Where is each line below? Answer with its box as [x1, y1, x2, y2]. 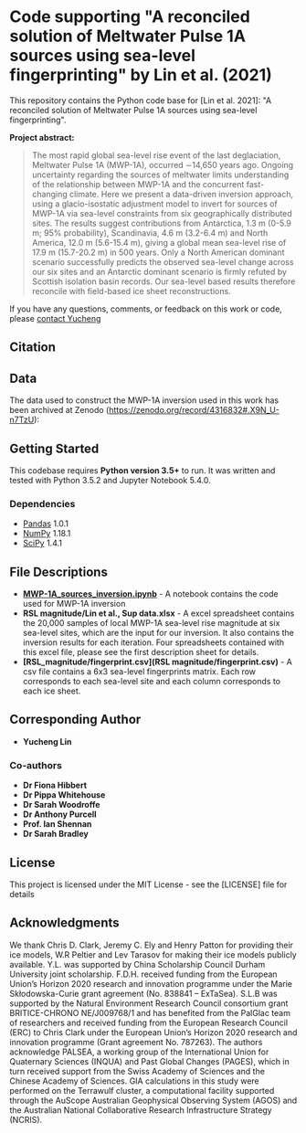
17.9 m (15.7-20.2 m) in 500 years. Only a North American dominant [31, 247, 285, 258]
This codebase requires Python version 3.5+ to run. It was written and [9, 464, 276, 476]
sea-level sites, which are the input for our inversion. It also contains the [22, 628, 295, 639]
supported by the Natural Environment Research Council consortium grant [9, 998, 289, 1009]
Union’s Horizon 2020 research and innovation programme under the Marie [9, 978, 292, 989]
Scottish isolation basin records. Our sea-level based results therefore [31, 276, 296, 287]
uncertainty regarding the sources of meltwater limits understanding [31, 169, 290, 180]
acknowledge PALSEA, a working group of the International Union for [9, 1046, 269, 1057]
